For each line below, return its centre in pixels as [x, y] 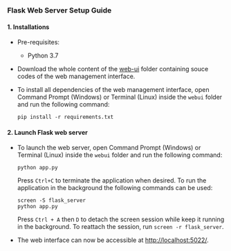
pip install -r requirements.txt [65, 117]
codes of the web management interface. [76, 76]
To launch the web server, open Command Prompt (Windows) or [109, 148]
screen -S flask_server [52, 201]
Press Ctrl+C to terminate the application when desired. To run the [112, 180]
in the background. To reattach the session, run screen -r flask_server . [120, 227]
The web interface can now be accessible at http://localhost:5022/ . [113, 240]
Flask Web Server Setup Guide [59, 10]
